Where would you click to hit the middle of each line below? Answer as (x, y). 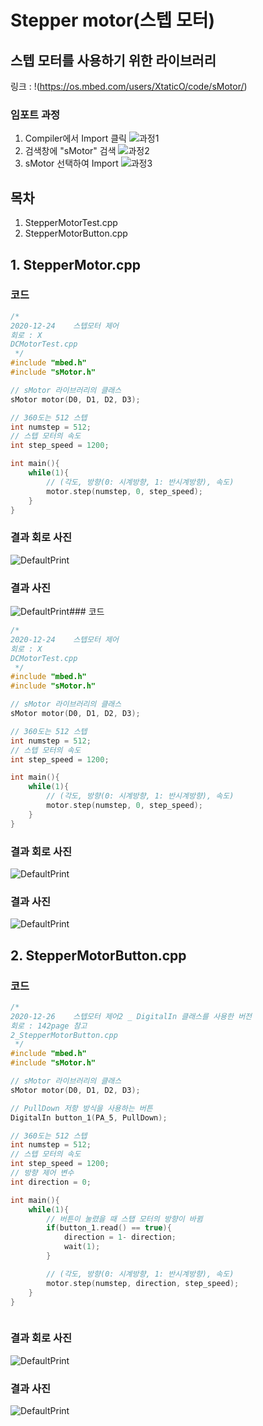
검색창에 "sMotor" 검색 (70, 151)
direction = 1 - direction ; (120, 1237)
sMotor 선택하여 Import (71, 163)
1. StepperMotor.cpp (75, 264)
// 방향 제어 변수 (42, 1173)
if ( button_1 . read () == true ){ (109, 1228)
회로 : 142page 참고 (49, 1026)
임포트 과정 (35, 114)
